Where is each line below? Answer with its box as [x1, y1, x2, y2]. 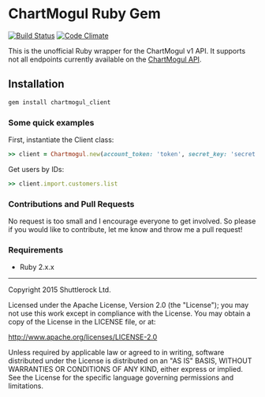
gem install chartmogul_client [8, 98, 111, 107]
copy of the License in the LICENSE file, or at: [8, 317, 156, 327]
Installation [8, 77, 65, 91]
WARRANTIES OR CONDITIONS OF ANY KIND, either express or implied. [8, 365, 243, 374]
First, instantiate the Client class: [8, 135, 114, 144]
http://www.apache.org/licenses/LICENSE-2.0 [8, 332, 158, 342]
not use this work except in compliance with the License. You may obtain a [8, 309, 251, 318]
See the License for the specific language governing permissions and [8, 373, 234, 383]
